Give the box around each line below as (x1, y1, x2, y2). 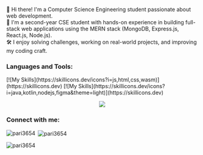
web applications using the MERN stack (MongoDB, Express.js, (21, 25, 179, 32)
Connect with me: (6, 115, 60, 124)
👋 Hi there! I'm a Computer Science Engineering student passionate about (6, 6, 191, 13)
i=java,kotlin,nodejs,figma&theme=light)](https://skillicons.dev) (6, 89, 164, 97)
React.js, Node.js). (6, 32, 52, 39)
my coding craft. (6, 47, 47, 54)
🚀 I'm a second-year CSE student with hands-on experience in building (6, 19, 184, 26)
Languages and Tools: (6, 62, 73, 71)
